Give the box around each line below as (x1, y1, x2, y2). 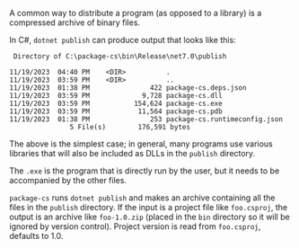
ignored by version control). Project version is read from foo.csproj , (9, 221, 261, 232)
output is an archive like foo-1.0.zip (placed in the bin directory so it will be (9, 211, 290, 222)
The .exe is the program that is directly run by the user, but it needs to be (9, 165, 280, 176)
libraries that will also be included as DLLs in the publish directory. (9, 148, 256, 158)
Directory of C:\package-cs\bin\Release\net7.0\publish (13, 52, 227, 61)
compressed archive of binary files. (9, 17, 141, 28)
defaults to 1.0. (9, 231, 64, 241)
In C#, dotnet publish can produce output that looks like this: (9, 35, 236, 45)
